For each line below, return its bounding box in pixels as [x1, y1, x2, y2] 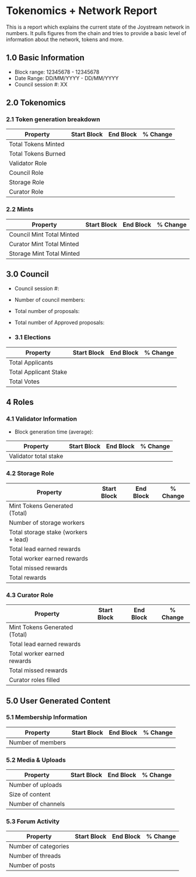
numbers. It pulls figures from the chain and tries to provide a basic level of [6, 29, 187, 36]
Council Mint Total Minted [9, 230, 79, 238]
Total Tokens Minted [9, 140, 65, 149]
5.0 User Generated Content [6, 696, 111, 706]
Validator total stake [9, 452, 64, 460]
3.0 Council [6, 269, 49, 279]
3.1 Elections [14, 333, 51, 342]
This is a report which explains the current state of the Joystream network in [6, 23, 190, 30]
